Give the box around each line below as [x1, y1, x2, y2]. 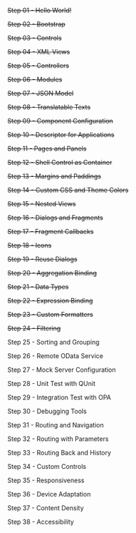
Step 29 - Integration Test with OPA [7, 393, 112, 402]
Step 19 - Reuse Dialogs [7, 255, 78, 263]
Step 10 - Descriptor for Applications [7, 131, 115, 138]
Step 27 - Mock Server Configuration [7, 365, 116, 374]
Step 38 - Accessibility [7, 517, 75, 526]
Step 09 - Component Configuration [7, 117, 114, 125]
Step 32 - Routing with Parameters [7, 435, 109, 443]
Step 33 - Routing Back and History [7, 449, 112, 457]
